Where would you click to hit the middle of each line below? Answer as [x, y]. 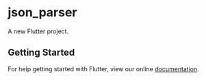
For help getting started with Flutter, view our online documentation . [103, 68]
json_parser [42, 13]
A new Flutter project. [38, 31]
